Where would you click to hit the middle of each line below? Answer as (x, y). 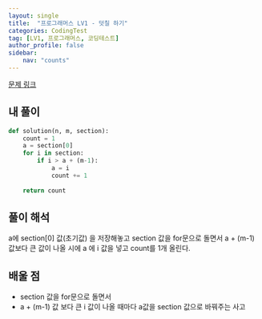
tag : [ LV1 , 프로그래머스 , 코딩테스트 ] (64, 38)
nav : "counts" (46, 61)
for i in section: (53, 153)
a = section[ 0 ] (48, 146)
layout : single (34, 16)
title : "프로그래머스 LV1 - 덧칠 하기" (68, 23)
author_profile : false (46, 46)
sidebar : (23, 53)
